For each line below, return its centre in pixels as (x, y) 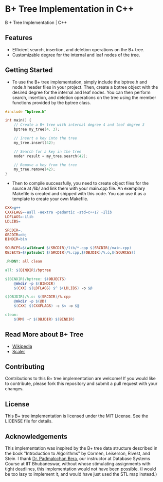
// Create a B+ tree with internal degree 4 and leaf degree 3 (79, 125)
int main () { (18, 120)
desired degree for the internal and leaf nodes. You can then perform (81, 92)
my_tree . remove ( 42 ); (35, 169)
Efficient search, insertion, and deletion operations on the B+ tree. (78, 49)
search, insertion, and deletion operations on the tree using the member (84, 97)
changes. (14, 389)
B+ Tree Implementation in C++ (70, 9)
